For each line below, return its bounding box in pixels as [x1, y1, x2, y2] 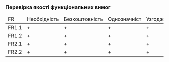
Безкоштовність [63, 16, 103, 23]
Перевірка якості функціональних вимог [5, 4, 111, 11]
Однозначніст [108, 16, 142, 23]
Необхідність [27, 16, 59, 23]
